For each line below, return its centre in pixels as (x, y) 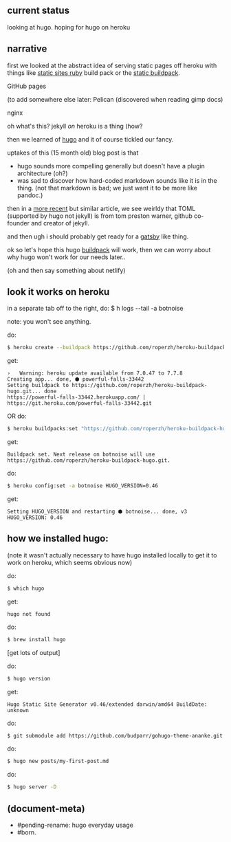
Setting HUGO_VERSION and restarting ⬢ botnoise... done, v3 (97, 512)
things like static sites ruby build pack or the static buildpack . (94, 73)
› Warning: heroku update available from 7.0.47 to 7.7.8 (95, 373)
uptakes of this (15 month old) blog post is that (73, 153)
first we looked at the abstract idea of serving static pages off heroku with (112, 65)
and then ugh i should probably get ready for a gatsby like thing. (98, 236)
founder (18, 223)
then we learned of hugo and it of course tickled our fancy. (90, 139)
